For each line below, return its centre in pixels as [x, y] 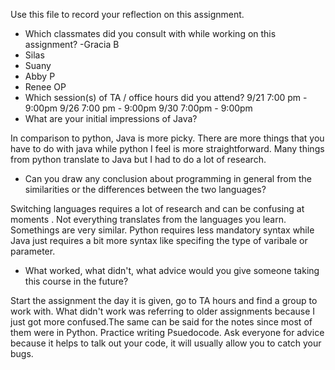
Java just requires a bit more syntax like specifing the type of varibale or [159, 240]
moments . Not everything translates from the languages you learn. [148, 219]
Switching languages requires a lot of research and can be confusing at [157, 208]
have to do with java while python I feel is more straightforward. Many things [167, 148]
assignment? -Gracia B [72, 44]
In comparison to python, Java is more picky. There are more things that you [167, 138]
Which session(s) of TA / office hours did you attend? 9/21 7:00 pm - [166, 97]
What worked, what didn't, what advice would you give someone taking [172, 270]
